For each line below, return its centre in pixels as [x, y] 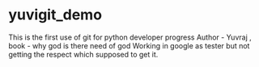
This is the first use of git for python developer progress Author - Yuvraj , [130, 37]
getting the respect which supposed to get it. [83, 54]
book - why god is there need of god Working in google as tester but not [129, 45]
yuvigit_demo [55, 15]
